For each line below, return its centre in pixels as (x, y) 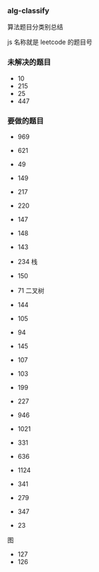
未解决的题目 (29, 63)
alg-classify (28, 11)
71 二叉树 (31, 290)
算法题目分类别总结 (35, 27)
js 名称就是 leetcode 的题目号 (50, 42)
